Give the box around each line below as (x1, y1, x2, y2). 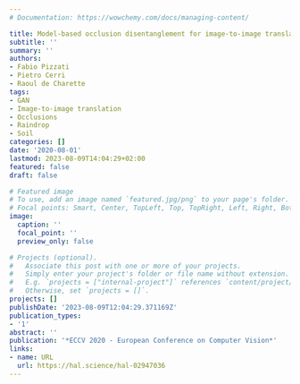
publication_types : (9, 311, 82, 320)
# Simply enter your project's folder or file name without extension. (9, 269, 290, 278)
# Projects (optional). (9, 252, 98, 262)
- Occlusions (9, 113, 58, 122)
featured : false (9, 162, 70, 171)
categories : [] (9, 138, 66, 147)
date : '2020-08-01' (9, 146, 82, 155)
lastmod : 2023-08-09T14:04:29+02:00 (9, 154, 146, 163)
